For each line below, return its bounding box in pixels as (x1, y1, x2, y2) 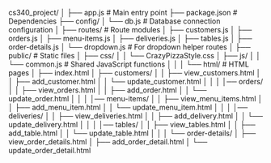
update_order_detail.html (8, 146, 91, 155)
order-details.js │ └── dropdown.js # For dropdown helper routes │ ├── (8, 42, 251, 52)
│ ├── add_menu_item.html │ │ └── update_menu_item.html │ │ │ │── (8, 102, 248, 112)
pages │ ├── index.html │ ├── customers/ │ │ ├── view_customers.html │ (8, 68, 261, 77)
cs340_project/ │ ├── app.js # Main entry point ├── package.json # (8, 8, 238, 17)
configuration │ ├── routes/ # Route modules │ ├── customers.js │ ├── (8, 25, 252, 34)
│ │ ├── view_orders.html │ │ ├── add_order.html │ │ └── (8, 85, 208, 95)
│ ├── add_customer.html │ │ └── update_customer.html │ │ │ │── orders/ (8, 77, 264, 86)
